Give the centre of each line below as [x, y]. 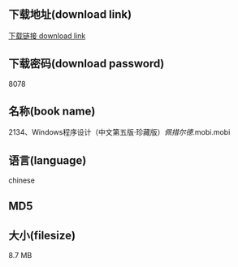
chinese [22, 180]
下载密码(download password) [87, 64]
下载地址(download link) [70, 15]
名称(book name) [52, 112]
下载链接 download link [47, 36]
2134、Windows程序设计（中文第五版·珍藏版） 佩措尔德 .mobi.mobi [119, 132]
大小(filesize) [42, 236]
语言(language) [48, 160]
